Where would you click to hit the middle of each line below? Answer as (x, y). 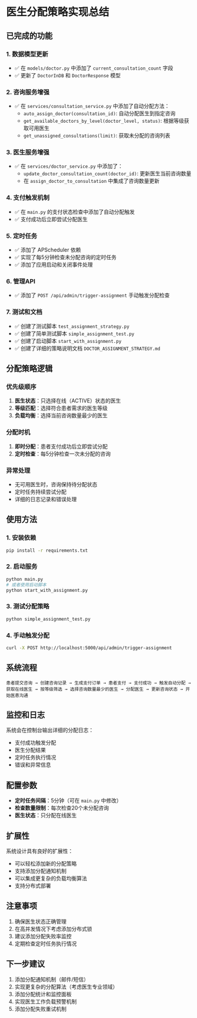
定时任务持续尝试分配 (40, 492)
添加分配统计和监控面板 (43, 994)
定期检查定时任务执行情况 (46, 943)
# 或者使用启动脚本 (26, 585)
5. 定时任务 (22, 235)
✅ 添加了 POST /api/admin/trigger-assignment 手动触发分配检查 (92, 295)
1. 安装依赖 (21, 538)
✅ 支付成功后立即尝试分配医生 (51, 219)
